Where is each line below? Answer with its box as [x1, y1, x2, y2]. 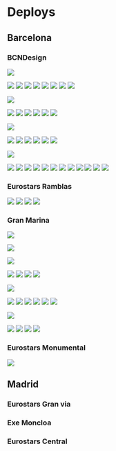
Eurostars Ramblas [7, 181, 72, 191]
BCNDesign [7, 53, 47, 62]
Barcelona [7, 32, 52, 44]
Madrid [7, 379, 39, 391]
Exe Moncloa [7, 418, 52, 427]
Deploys [7, 4, 56, 20]
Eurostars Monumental [7, 343, 86, 352]
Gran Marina [7, 216, 50, 226]
